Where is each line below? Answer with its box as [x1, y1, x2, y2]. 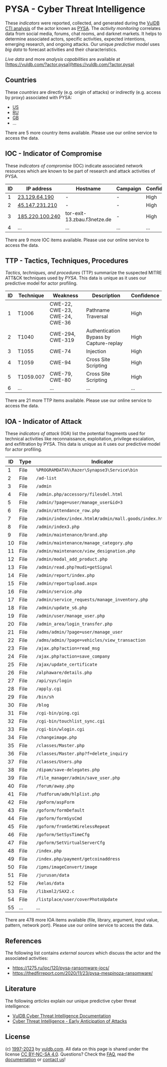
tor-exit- [65, 209, 87, 216]
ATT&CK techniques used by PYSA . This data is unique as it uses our [5, 275, 147, 281]
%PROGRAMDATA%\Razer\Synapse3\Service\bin [36, 467, 138, 473]
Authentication [86, 328, 121, 335]
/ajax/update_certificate [36, 662, 98, 668]
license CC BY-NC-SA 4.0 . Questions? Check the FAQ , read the [5, 1051, 135, 1057]
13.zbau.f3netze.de [65, 216, 112, 223]
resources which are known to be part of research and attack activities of [5, 168, 156, 174]
